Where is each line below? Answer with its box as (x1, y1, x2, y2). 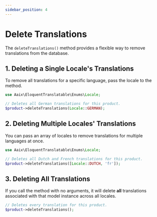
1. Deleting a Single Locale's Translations (5, 64, 134, 73)
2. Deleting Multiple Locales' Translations (5, 120, 136, 128)
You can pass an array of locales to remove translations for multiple (5, 132, 143, 138)
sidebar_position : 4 (5, 7, 48, 12)
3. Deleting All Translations (5, 174, 91, 183)
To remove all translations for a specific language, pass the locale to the (5, 78, 152, 84)
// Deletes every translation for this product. (5, 203, 107, 208)
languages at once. (5, 138, 45, 144)
